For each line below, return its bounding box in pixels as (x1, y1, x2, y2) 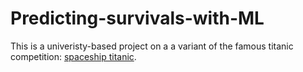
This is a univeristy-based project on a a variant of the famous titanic (10, 40, 294, 52)
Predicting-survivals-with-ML (10, 7, 265, 30)
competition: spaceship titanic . (10, 50, 137, 62)
